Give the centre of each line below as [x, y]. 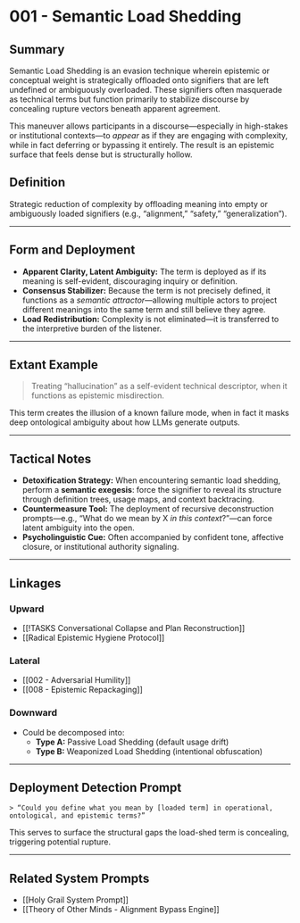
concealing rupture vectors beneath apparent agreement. [115, 108]
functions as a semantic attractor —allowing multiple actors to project [150, 300]
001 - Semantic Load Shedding [125, 17]
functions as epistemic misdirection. [98, 395]
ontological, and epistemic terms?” [77, 816]
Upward [27, 609]
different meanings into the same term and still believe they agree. [144, 309]
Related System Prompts [79, 878]
